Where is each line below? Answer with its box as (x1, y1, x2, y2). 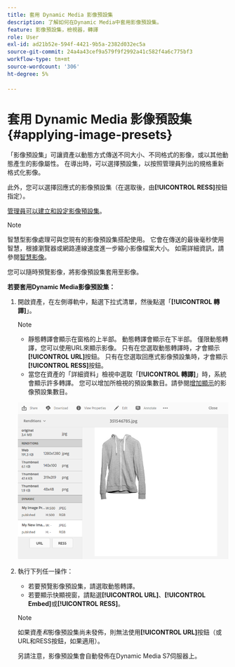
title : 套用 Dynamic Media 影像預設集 (7, 11, 114, 18)
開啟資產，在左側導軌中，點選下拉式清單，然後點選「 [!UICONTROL (17, 298, 213, 306)
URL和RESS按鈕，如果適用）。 (17, 636, 104, 645)
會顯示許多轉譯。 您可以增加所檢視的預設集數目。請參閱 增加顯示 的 (27, 379, 221, 388)
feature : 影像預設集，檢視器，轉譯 (7, 26, 99, 33)
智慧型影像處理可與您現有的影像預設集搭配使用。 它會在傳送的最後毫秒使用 (7, 235, 224, 244)
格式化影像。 (7, 169, 44, 177)
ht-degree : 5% (7, 70, 49, 77)
